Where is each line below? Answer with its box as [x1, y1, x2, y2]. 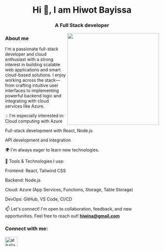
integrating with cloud [5, 98, 49, 104]
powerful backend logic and [5, 93, 61, 99]
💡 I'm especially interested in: [5, 113, 64, 119]
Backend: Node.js [5, 177, 41, 183]
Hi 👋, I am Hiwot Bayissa [32, 4, 132, 16]
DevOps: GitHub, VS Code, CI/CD [5, 196, 72, 202]
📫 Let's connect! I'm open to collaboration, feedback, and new [5, 206, 132, 212]
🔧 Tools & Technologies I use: [5, 159, 64, 164]
